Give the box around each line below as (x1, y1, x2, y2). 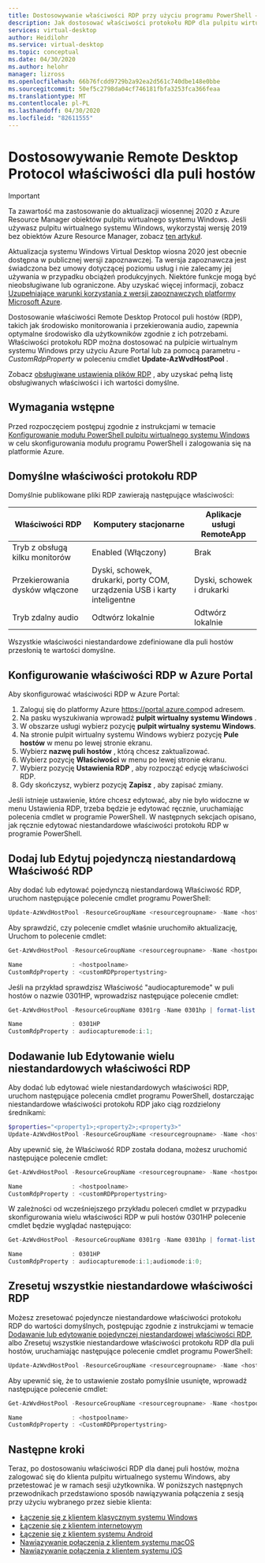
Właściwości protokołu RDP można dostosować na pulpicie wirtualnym (8, 337, 238, 347)
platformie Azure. (8, 446, 65, 456)
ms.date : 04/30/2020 (8, 56, 77, 64)
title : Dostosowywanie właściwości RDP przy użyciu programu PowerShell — (8, 11, 259, 20)
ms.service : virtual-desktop (8, 41, 104, 49)
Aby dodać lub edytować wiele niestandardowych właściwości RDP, (8, 1083, 230, 1092)
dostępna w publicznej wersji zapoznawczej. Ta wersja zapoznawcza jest (8, 255, 247, 264)
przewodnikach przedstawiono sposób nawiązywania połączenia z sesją (8, 1489, 244, 1498)
